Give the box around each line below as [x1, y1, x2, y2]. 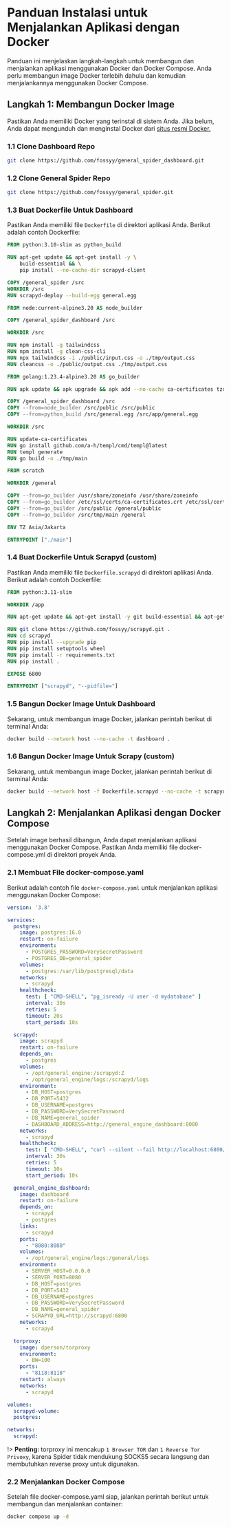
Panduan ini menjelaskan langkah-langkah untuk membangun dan [7, 56, 195, 65]
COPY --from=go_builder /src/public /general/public [7, 504, 162, 512]
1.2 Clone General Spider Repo [7, 173, 111, 183]
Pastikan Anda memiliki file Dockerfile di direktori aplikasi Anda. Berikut [7, 221, 211, 229]
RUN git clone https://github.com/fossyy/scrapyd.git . [7, 626, 170, 633]
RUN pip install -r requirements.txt [7, 652, 115, 659]
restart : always [19, 1376, 67, 1383]
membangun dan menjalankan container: [7, 1500, 123, 1508]
